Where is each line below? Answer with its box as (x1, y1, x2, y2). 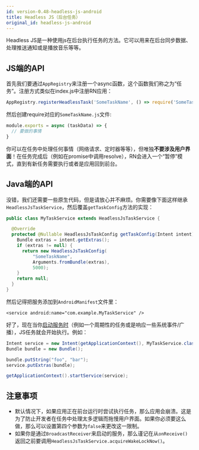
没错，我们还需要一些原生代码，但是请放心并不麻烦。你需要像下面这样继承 (6, 196, 188, 203)
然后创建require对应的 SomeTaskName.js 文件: (6, 111, 112, 118)
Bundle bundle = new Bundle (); (6, 346, 84, 352)
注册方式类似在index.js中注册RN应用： (18, 87, 113, 95)
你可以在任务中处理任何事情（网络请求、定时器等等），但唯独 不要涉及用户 (6, 145, 185, 152)
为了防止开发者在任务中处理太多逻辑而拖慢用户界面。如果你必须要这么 (14, 415, 187, 422)
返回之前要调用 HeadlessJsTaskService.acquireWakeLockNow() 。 (14, 438, 168, 445)
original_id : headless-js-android (6, 20, 92, 26)
